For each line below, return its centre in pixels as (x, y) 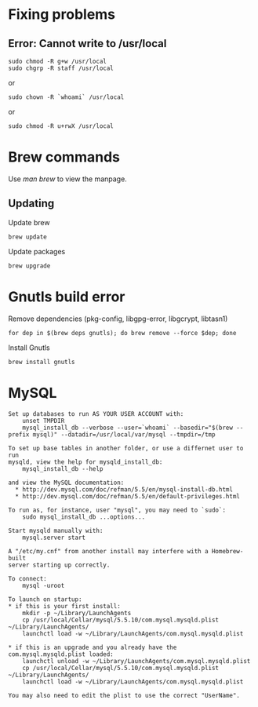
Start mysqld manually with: (56, 530)
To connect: (27, 578)
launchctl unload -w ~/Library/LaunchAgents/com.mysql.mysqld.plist (136, 661)
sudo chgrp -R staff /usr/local (61, 68)
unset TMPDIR (44, 421)
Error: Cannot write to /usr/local (87, 44)
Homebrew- (227, 551)
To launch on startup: (45, 599)
